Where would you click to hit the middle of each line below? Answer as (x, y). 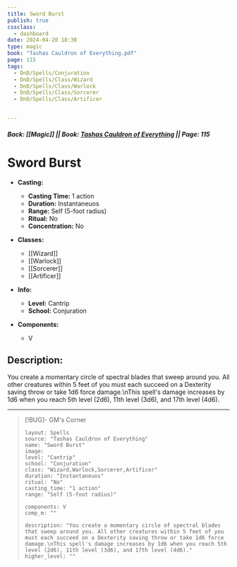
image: (34, 452)
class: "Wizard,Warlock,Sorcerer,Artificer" (91, 470)
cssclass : (22, 27)
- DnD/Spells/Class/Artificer (58, 100)
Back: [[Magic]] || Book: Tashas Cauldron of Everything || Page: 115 (109, 134)
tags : (15, 66)
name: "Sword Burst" (55, 446)
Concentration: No (56, 226)
